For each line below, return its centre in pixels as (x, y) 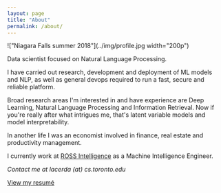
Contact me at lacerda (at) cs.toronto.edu (66, 170)
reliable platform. (31, 87)
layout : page (26, 13)
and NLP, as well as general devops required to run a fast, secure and (106, 80)
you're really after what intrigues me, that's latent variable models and (106, 115)
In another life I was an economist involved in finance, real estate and (105, 135)
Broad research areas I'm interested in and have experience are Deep (106, 100)
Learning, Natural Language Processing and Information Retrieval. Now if (111, 108)
